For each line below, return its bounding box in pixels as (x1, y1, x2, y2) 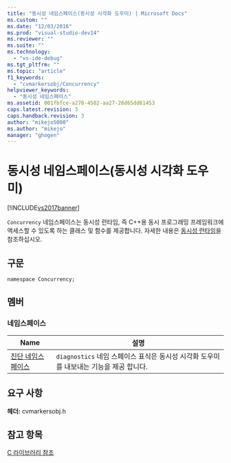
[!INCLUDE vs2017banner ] (7, 204, 80, 212)
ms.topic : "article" (7, 67, 67, 74)
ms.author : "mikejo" (7, 125, 67, 132)
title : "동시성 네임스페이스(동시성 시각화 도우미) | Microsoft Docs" (7, 10, 188, 17)
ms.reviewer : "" (7, 36, 54, 43)
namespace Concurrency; (7, 276, 76, 283)
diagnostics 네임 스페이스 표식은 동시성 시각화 (56, 352, 199, 361)
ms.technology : (7, 49, 51, 56)
